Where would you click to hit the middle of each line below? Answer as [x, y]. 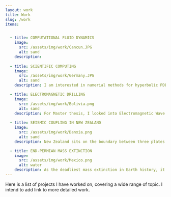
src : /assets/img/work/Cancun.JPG [55, 47]
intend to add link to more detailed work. [48, 189]
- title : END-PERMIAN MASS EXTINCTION [51, 151]
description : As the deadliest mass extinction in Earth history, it [90, 170]
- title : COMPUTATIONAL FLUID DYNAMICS [52, 38]
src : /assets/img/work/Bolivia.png [56, 104]
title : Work [18, 15]
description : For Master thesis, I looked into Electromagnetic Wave [90, 113]
